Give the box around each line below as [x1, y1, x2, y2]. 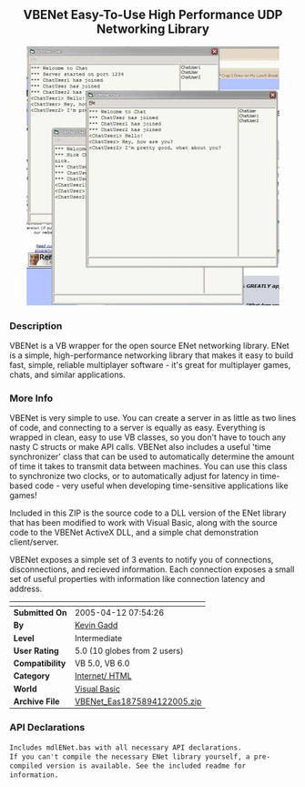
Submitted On [13, 608, 67, 618]
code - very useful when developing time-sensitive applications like [35, 480, 289, 491]
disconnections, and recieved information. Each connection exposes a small [9, 564, 295, 575]
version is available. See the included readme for [46, 761, 247, 771]
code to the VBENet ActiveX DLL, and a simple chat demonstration [9, 527, 259, 538]
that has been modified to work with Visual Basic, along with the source [9, 517, 278, 528]
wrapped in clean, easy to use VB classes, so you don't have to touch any [9, 432, 287, 443]
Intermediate [74, 632, 123, 643]
